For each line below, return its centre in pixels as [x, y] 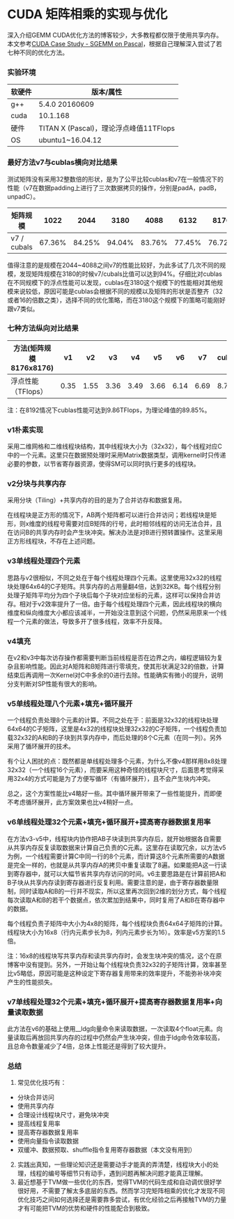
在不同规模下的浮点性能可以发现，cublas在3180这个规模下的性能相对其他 [112, 282]
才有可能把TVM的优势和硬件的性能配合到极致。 [85, 1209]
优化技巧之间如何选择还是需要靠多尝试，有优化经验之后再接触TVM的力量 [122, 1199]
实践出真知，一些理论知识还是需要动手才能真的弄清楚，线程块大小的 [115, 1165]
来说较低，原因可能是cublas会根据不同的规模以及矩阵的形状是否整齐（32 [118, 291]
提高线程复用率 [39, 1124]
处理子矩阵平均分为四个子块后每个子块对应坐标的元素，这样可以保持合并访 [114, 595]
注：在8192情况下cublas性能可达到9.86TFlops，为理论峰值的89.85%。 [109, 410]
